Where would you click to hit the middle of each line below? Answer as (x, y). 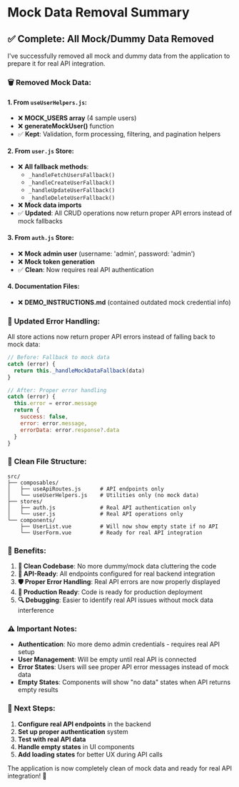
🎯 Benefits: (27, 551)
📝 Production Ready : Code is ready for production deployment (110, 592)
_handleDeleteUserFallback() (72, 198)
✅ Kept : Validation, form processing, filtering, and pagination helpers (119, 134)
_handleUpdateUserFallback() (72, 191)
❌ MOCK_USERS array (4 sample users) (77, 118)
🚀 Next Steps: (31, 708)
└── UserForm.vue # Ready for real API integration (111, 533)
